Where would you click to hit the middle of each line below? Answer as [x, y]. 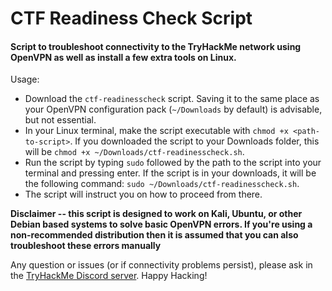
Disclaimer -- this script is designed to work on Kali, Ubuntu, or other [156, 214]
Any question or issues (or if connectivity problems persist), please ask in [161, 265]
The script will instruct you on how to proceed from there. [143, 194]
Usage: [25, 79]
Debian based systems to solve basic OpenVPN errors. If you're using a [161, 224]
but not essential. [60, 120]
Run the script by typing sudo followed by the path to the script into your [173, 163]
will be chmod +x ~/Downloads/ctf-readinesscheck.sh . [134, 152]
